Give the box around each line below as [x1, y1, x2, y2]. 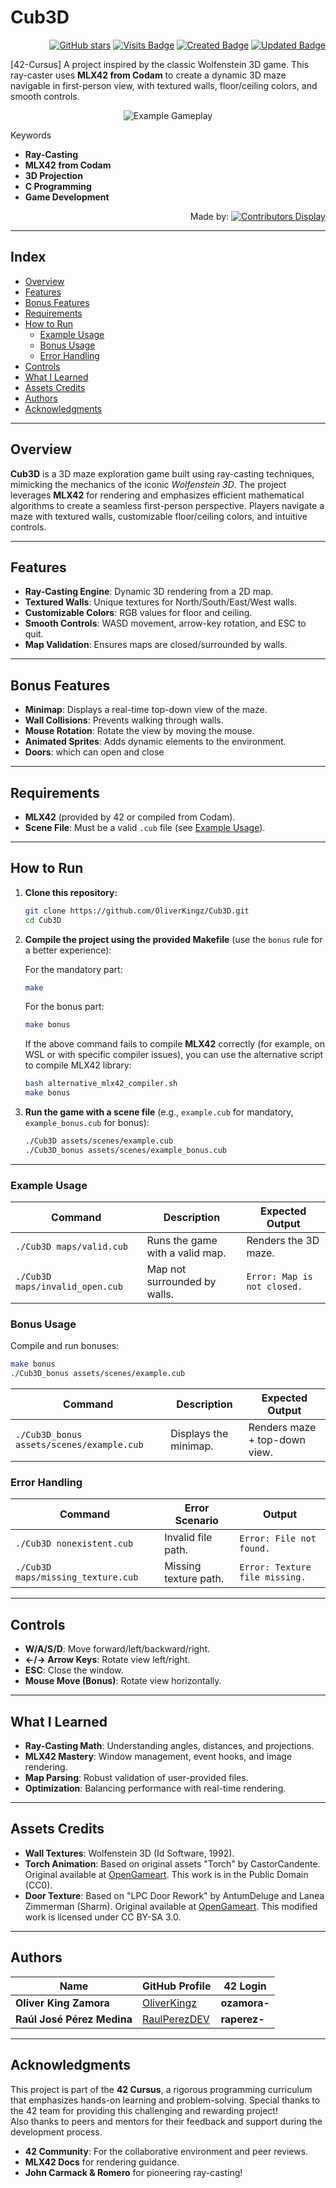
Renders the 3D [246, 1234, 320, 1248]
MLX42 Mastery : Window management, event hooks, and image [24, 1751, 293, 1763]
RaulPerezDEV [141, 2012, 210, 2026]
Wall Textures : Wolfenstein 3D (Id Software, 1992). [24, 1847, 235, 1859]
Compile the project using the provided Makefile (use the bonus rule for [24, 933, 323, 945]
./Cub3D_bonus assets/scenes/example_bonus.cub [24, 1145, 227, 1155]
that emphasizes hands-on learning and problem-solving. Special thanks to [10, 2094, 321, 2106]
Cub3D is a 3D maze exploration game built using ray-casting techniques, [10, 467, 315, 480]
